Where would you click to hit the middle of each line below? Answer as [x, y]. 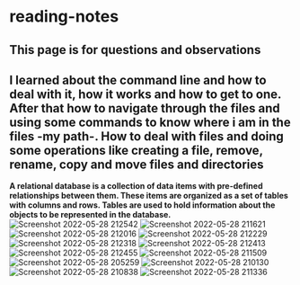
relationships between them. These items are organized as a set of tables [149, 196]
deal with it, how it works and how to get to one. [145, 94]
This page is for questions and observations [135, 50]
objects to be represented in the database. [90, 215]
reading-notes [64, 17]
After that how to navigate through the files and [145, 108]
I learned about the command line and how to [138, 80]
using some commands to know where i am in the [150, 122]
